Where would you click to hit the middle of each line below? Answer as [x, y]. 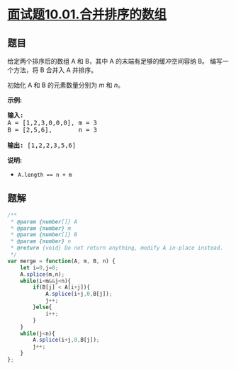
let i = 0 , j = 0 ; [39, 267]
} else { [43, 307]
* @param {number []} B [44, 235]
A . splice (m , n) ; [43, 274]
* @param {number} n [41, 241]
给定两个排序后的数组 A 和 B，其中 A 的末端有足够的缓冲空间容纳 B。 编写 [115, 61]
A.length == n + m [45, 175]
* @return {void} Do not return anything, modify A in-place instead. [117, 248]
